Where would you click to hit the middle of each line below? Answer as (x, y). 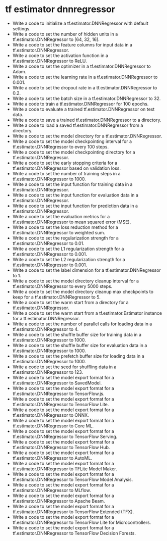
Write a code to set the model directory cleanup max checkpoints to (83, 291)
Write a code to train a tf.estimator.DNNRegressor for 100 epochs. (80, 104)
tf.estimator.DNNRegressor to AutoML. (52, 458)
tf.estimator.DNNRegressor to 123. (48, 372)
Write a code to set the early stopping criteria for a (65, 163)
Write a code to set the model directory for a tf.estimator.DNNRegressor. (87, 136)
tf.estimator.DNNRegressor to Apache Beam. (59, 501)
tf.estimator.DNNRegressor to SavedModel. (57, 383)
